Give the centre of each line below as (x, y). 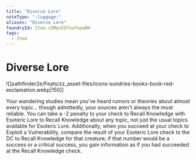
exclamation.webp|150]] (35, 90)
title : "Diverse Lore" (34, 11)
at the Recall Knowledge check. (44, 151)
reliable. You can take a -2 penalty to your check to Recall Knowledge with (96, 113)
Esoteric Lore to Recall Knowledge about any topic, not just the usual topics (97, 120)
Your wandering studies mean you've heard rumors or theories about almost (98, 101)
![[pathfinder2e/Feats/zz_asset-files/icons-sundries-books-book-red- (90, 84)
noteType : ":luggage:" (34, 17)
